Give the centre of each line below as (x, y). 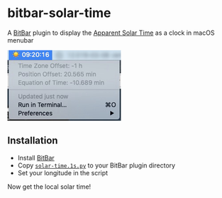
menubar (21, 40)
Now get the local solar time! (49, 187)
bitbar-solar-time (59, 13)
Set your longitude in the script (63, 172)
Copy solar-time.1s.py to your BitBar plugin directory (96, 165)
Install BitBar (36, 158)
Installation (33, 141)
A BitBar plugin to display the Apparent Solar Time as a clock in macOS (111, 33)
